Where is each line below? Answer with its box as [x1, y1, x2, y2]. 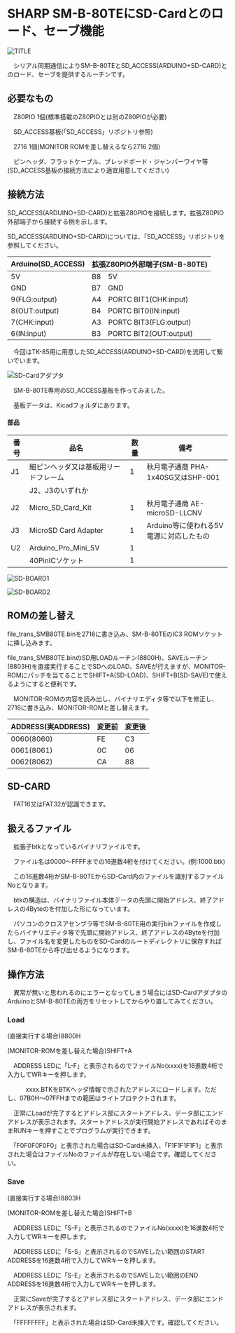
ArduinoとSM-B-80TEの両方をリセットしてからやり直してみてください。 [7, 997, 217, 1006]
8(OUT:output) [10, 306, 59, 316]
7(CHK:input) [10, 317, 55, 327]
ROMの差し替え [7, 610, 76, 622]
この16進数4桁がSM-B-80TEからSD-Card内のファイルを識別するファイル [13, 872, 225, 881]
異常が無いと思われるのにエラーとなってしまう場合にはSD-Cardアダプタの [13, 989, 228, 997]
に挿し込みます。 [7, 638, 56, 647]
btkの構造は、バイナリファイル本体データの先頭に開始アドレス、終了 [13, 896, 213, 905]
